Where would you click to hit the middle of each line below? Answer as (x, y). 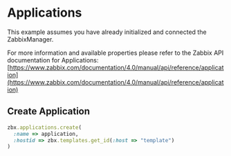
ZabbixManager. (30, 39)
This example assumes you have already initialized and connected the (107, 32)
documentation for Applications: (53, 60)
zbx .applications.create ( (44, 127)
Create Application (49, 111)
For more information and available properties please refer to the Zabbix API (115, 53)
